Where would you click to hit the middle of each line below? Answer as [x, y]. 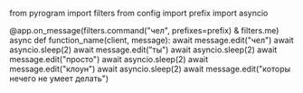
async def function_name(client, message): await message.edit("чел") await [151, 40]
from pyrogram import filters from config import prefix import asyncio [139, 13]
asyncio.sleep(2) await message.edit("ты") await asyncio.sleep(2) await [143, 50]
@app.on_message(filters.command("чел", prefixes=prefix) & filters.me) [144, 30]
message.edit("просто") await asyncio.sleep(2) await [109, 59]
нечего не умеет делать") [59, 79]
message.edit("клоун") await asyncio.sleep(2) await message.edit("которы [150, 69]
